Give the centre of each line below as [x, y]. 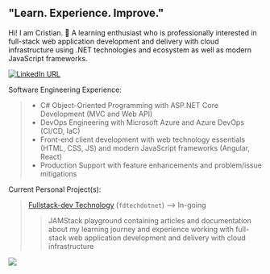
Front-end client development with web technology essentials [143, 139]
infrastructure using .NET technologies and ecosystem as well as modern [130, 50]
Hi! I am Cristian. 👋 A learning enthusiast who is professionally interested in [133, 32]
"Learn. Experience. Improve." [86, 13]
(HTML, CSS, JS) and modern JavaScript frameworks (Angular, [145, 147]
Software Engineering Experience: [65, 89]
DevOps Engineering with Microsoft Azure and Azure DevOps [142, 122]
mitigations [58, 173]
